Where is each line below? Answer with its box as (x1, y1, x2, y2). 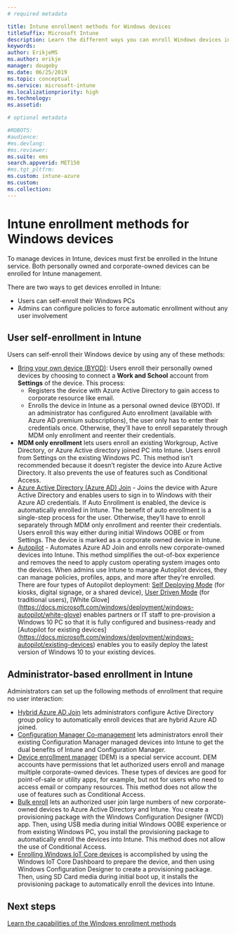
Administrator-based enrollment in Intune (7, 668, 193, 680)
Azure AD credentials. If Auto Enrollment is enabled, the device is (17, 499, 206, 507)
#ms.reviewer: (7, 146, 49, 153)
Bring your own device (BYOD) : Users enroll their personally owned (17, 364, 213, 373)
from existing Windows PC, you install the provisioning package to (17, 828, 209, 836)
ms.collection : (7, 186, 52, 193)
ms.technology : (7, 95, 52, 102)
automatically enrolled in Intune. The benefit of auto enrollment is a (17, 506, 212, 514)
